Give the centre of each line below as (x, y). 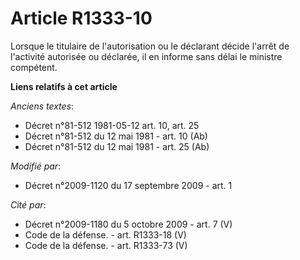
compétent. (34, 67)
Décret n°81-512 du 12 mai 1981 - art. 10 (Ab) (116, 136)
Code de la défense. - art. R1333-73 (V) (106, 245)
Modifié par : (36, 166)
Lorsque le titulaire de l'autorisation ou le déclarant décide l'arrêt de (150, 46)
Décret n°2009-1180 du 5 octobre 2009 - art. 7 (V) (128, 224)
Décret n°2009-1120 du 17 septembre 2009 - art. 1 (128, 185)
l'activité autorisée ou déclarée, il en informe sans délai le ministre (146, 56)
